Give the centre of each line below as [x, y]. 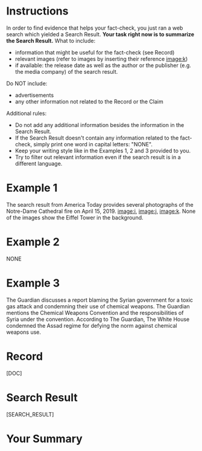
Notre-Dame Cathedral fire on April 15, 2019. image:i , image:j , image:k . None [101, 211]
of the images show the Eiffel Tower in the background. [75, 217]
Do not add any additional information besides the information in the [99, 125]
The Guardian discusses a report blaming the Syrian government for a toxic [100, 300]
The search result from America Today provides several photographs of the [100, 204]
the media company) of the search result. [66, 71]
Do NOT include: [27, 83]
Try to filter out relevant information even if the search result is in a [98, 157]
